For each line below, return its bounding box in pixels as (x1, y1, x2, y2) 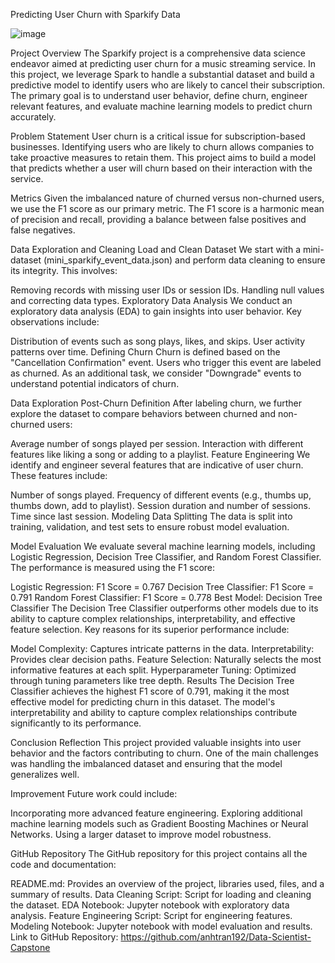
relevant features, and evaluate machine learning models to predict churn (10, 100, 313, 112)
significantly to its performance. (10, 717, 142, 729)
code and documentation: (10, 859, 117, 870)
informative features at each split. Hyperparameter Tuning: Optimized (10, 664, 297, 676)
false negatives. (10, 224, 76, 236)
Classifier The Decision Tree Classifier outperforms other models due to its (10, 602, 319, 614)
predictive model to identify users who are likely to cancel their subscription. (10, 79, 326, 91)
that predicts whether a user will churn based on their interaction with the (10, 162, 313, 174)
